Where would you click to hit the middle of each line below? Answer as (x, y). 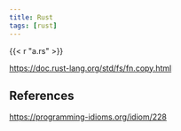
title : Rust (31, 17)
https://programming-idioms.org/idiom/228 (88, 117)
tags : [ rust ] (33, 26)
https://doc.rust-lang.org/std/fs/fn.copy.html (90, 68)
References (42, 95)
